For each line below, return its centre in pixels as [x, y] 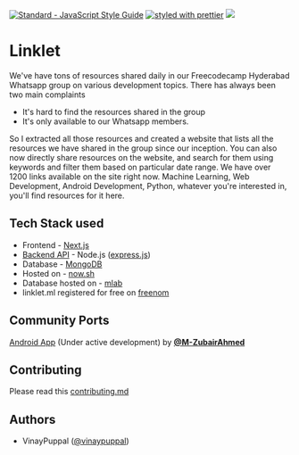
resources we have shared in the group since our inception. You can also [143, 148]
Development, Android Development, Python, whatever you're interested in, [148, 186]
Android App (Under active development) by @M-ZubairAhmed [127, 342]
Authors [33, 419]
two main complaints [48, 95]
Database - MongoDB [62, 264]
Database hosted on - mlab [72, 283]
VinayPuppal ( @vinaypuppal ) [75, 441]
